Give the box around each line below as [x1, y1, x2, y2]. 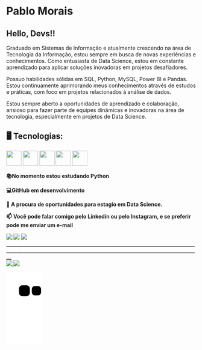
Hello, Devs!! [6, 28, 55, 39]
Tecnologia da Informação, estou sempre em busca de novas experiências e [6, 51, 196, 58]
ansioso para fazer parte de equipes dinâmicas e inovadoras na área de [6, 107, 185, 113]
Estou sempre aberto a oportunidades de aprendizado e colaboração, [6, 100, 180, 107]
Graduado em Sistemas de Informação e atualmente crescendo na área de [6, 44, 192, 51]
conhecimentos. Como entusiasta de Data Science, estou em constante [6, 58, 184, 64]
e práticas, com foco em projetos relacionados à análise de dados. [6, 88, 172, 95]
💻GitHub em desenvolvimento [6, 187, 85, 194]
